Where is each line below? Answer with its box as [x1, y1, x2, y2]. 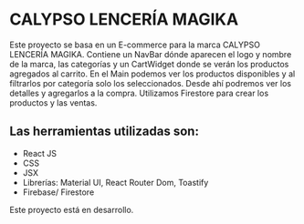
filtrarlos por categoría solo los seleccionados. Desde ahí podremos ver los [9, 77, 292, 88]
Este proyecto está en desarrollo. [9, 204, 134, 215]
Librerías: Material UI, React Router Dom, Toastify [22, 177, 209, 188]
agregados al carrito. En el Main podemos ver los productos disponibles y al [9, 68, 296, 79]
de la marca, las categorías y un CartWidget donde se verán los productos [9, 58, 289, 69]
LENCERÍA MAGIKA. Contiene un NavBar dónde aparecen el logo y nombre [9, 48, 292, 59]
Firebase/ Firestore [22, 187, 95, 198]
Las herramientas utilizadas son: [9, 124, 199, 139]
